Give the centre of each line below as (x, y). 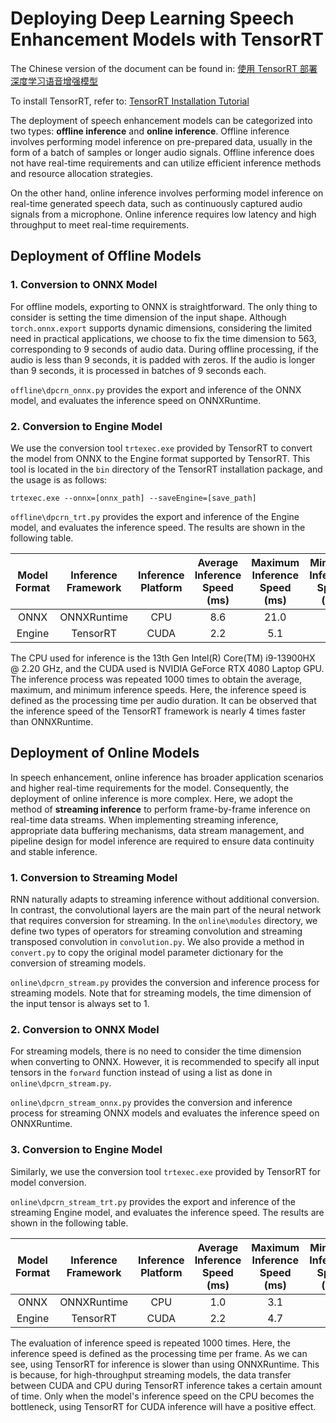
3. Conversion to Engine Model (86, 1150)
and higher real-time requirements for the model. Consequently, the (150, 788)
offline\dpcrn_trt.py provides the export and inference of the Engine (155, 516)
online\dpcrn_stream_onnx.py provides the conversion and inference (151, 1103)
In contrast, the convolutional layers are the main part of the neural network (166, 910)
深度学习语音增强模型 (54, 81)
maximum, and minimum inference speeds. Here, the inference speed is (158, 689)
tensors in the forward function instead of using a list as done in (141, 1073)
